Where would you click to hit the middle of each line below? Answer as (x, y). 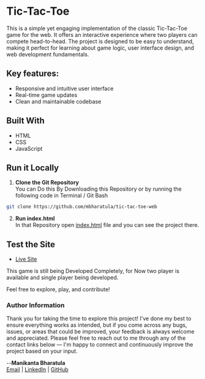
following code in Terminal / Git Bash (61, 196)
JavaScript (29, 148)
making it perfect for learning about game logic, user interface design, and (100, 48)
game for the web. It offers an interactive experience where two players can (102, 34)
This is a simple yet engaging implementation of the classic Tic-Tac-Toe (97, 28)
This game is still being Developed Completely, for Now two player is (93, 271)
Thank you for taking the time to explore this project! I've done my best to (99, 319)
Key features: (33, 74)
